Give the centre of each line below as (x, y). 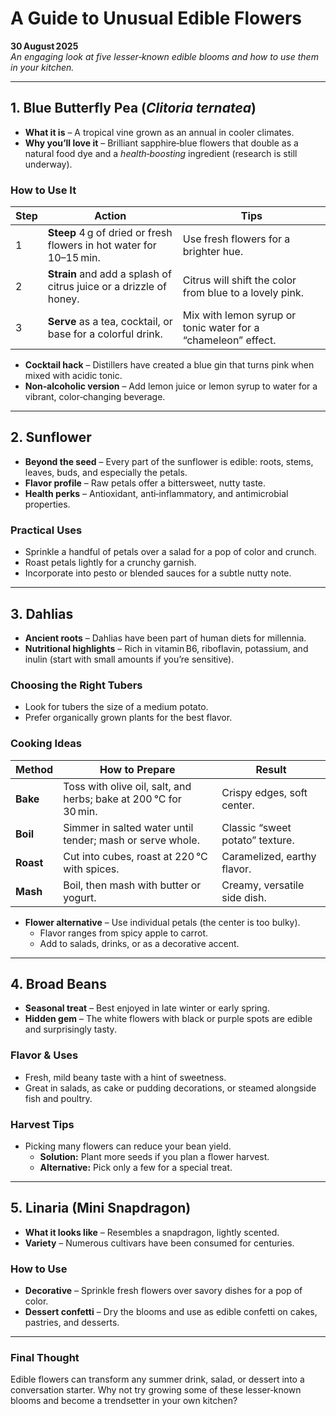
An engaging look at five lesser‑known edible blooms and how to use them (164, 56)
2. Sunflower (51, 437)
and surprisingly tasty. (70, 1029)
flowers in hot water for (102, 245)
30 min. (80, 811)
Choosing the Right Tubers (76, 685)
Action (110, 216)
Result (271, 769)
